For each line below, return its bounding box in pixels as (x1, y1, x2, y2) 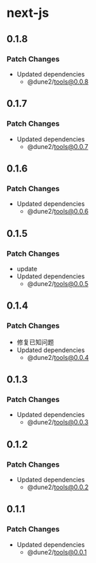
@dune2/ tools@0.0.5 (27, 279, 89, 287)
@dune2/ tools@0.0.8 (27, 77, 89, 86)
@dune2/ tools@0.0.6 (27, 207, 89, 216)
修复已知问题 (16, 337, 54, 346)
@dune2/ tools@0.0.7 (27, 142, 88, 150)
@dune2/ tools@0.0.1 (27, 548, 87, 556)
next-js (6, 5, 50, 21)
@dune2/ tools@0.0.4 (27, 353, 89, 361)
